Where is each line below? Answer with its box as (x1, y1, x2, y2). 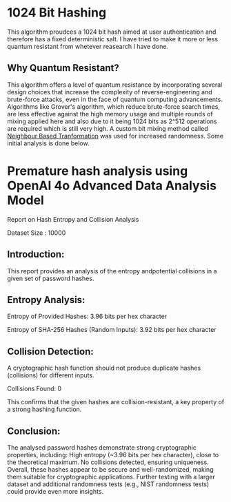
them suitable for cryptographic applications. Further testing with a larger (7, 472, 215, 481)
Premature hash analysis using (7, 163, 188, 178)
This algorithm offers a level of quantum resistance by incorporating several (7, 81, 223, 89)
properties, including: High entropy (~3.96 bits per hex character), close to (7, 450, 219, 459)
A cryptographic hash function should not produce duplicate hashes (7, 364, 201, 373)
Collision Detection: (7, 346, 94, 357)
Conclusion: (7, 425, 61, 437)
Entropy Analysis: (7, 294, 86, 306)
